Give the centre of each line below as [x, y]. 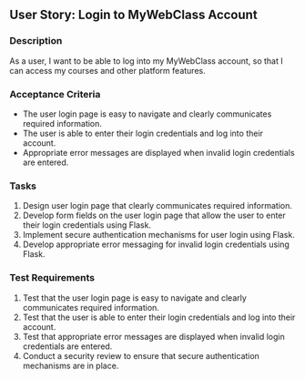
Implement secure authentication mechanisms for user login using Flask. [159, 235]
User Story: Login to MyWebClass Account [133, 15]
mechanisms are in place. [71, 365]
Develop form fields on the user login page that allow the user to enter [154, 216]
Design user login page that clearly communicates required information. [158, 206]
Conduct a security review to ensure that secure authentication [141, 355]
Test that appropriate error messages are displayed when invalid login [153, 336]
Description [36, 41]
